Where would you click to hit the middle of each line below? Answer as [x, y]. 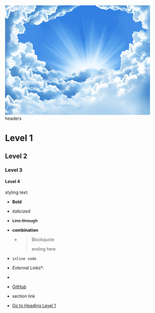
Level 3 [14, 170]
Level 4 [13, 182]
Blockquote [43, 239]
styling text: [17, 192]
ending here [43, 249]
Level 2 [16, 156]
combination [25, 230]
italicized [21, 211]
